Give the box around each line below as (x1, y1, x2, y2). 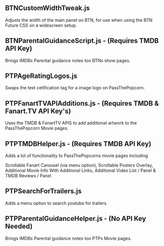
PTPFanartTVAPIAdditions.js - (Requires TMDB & (5, 99, 159, 108)
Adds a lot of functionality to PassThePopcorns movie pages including (5, 153, 148, 159)
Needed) (5, 222, 33, 231)
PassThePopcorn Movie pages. (5, 125, 69, 131)
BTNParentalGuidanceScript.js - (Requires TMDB (5, 37, 159, 45)
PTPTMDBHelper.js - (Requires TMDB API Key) (5, 139, 152, 148)
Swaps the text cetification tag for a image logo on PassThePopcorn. (5, 85, 145, 91)
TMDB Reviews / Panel (5, 173, 52, 179)
